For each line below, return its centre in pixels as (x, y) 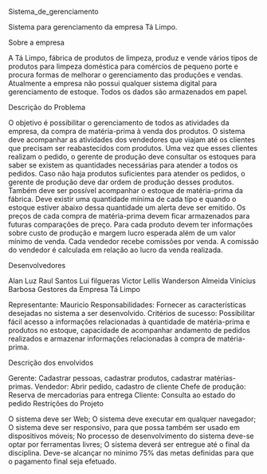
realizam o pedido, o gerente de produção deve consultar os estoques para (132, 156)
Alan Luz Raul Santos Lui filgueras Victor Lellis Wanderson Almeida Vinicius (132, 281)
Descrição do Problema (47, 107)
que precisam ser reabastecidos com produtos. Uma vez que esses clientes (133, 148)
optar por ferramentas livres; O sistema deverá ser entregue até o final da (129, 444)
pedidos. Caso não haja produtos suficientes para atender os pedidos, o (127, 174)
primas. (21, 387)
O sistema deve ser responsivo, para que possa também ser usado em (124, 427)
